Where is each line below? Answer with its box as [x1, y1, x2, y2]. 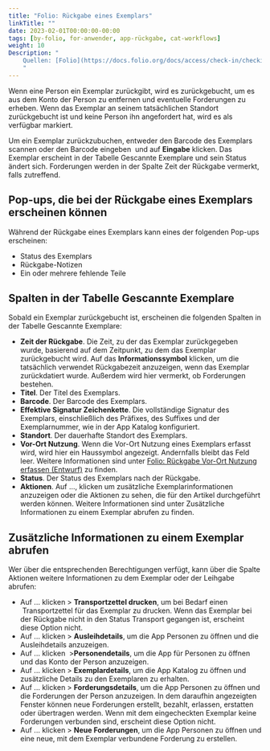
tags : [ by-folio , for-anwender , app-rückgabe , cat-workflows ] [8, 34, 221, 43]
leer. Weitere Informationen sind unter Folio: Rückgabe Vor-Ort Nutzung [19, 456, 257, 466]
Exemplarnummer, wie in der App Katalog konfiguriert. [19, 422, 200, 432]
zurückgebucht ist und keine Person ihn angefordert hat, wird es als [8, 112, 233, 121]
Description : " [8, 49, 59, 57]
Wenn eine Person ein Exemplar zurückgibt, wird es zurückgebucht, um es [8, 86, 256, 96]
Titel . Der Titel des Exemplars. [19, 388, 121, 398]
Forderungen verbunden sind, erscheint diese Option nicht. [19, 716, 216, 727]
